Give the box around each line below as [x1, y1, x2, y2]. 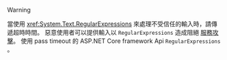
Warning [7, 6, 31, 14]
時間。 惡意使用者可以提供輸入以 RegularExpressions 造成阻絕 [25, 29, 200, 36]
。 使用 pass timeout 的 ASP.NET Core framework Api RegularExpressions [13, 37, 221, 45]
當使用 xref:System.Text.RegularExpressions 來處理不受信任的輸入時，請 [7, 20, 212, 28]
